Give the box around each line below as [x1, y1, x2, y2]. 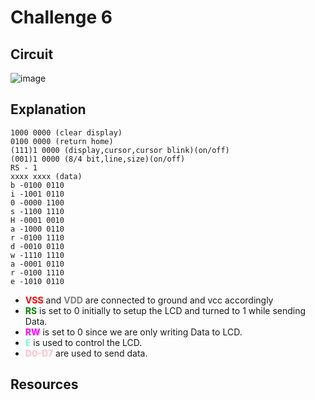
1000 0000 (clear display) [10, 127, 123, 138]
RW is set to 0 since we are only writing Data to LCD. [24, 326, 243, 338]
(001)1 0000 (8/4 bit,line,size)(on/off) [10, 154, 186, 164]
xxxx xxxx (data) [10, 171, 83, 181]
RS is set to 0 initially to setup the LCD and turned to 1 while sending [24, 304, 307, 316]
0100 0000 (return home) [10, 136, 114, 146]
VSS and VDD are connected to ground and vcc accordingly [24, 294, 274, 306]
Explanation [10, 101, 87, 118]
